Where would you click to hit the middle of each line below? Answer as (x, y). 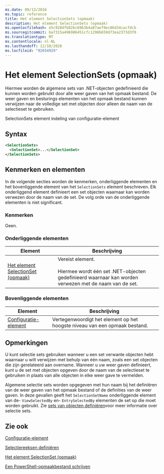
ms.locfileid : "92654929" (31, 50)
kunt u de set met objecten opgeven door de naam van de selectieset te (77, 370)
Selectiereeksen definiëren (32, 448)
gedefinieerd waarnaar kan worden (98, 278)
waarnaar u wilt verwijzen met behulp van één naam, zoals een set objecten (81, 360)
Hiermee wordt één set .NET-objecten (102, 271)
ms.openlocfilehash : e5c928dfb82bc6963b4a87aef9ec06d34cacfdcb (71, 28)
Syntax (16, 134)
